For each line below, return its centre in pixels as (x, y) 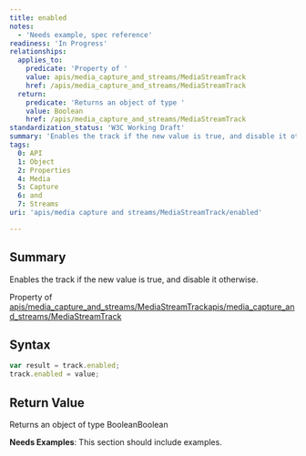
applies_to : (41, 60)
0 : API (30, 153)
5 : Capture (38, 187)
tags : (20, 145)
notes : (22, 26)
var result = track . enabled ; (65, 366)
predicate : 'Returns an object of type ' (105, 102)
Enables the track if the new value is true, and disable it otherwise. (134, 279)
